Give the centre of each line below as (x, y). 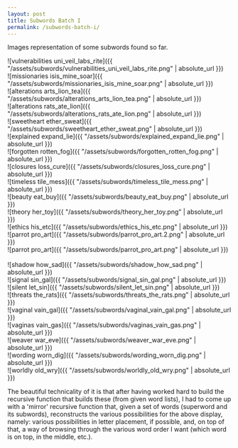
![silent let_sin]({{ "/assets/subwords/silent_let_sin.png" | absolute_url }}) (114, 288)
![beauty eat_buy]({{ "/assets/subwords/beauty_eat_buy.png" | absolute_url (118, 197)
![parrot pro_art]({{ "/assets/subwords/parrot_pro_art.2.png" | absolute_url (116, 234)
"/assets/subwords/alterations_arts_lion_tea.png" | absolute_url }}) (104, 99)
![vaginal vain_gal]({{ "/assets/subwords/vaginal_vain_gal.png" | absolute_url (119, 310)
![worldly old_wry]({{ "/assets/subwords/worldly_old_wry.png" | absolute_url (119, 371)
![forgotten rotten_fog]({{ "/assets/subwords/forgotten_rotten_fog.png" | (113, 152)
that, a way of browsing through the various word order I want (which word (117, 430)
